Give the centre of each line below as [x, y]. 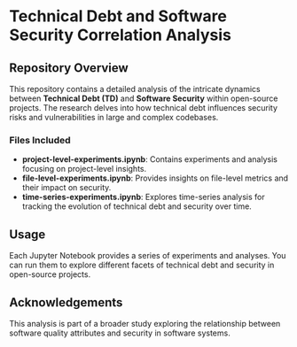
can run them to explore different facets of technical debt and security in [142, 265]
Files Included [40, 140]
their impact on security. [66, 188]
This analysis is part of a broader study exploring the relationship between [145, 323]
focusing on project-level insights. [84, 169]
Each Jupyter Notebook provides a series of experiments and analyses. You [148, 256]
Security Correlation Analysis [121, 35]
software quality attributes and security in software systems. [120, 333]
